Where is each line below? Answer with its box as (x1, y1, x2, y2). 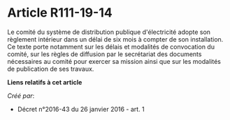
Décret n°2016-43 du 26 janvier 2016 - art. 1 (17, 105, 145, 113)
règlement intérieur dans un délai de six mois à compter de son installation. (7, 35, 224, 43)
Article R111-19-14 (7, 5, 113, 21)
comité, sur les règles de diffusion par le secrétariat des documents (7, 50, 202, 58)
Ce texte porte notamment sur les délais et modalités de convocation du (7, 42, 215, 51)
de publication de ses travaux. (7, 65, 94, 73)
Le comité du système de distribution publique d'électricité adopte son (7, 28, 211, 36)
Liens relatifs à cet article (7, 78, 82, 86)
